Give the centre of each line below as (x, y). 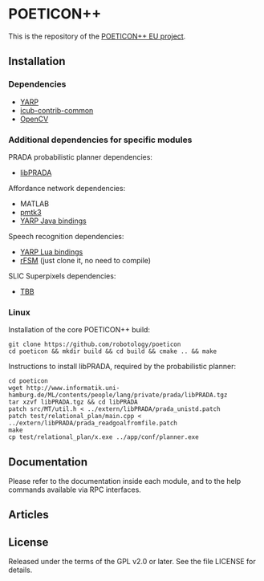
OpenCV (34, 119)
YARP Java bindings (53, 221)
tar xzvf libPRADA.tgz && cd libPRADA (73, 402)
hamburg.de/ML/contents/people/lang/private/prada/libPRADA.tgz (118, 395)
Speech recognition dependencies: (66, 236)
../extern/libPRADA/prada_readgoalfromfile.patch (93, 423)
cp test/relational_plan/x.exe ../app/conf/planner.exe (104, 437)
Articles (29, 515)
